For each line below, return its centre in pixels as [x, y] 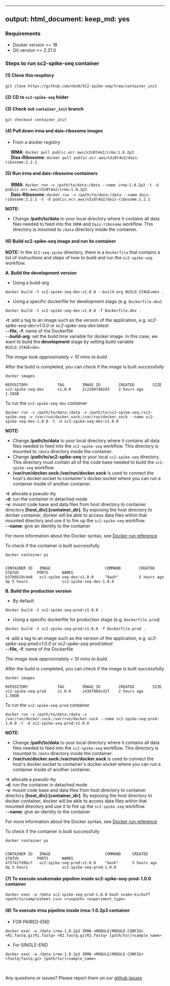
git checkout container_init [36, 120]
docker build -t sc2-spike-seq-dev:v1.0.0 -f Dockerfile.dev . [73, 311]
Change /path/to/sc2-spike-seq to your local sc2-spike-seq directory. [86, 457]
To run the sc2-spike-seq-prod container [48, 705]
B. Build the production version [38, 591]
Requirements [23, 33]
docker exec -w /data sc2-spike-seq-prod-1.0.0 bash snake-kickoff [78, 895]
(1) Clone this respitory [30, 75]
